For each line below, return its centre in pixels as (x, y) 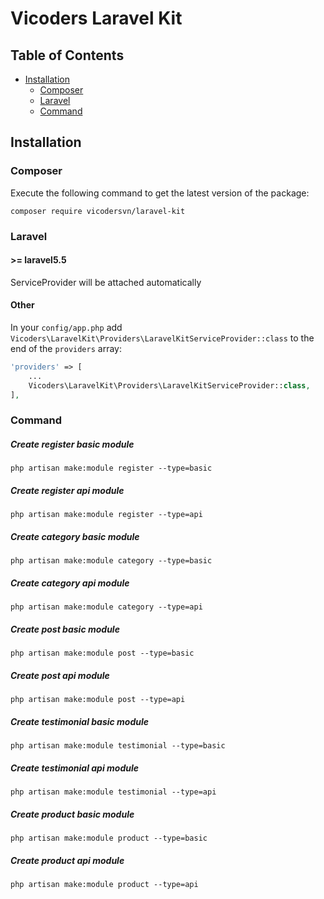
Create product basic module (72, 814)
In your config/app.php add (66, 328)
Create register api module (67, 490)
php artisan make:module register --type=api (106, 515)
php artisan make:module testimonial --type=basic (118, 746)
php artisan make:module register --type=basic (111, 468)
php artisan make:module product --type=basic (109, 838)
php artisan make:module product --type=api (104, 885)
